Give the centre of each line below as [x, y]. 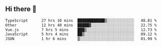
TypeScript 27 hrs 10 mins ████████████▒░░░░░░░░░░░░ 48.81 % [81, 20]
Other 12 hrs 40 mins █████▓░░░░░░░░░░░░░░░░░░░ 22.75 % [81, 25]
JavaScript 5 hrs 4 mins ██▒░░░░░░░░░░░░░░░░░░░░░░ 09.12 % [81, 34]
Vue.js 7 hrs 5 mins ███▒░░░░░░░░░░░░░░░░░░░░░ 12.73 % [81, 30]
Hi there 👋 [21, 9]
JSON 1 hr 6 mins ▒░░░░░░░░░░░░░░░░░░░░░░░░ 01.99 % [81, 39]
